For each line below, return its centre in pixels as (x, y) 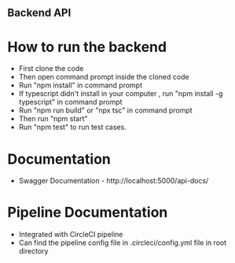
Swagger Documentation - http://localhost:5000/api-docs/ (114, 181)
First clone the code (51, 69)
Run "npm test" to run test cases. (72, 127)
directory (33, 251)
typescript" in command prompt (70, 102)
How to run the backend (87, 47)
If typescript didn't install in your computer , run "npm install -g (121, 94)
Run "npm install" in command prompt (81, 85)
